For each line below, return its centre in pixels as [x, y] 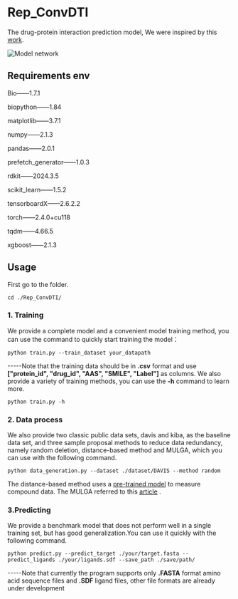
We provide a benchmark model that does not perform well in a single [109, 526]
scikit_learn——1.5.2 [37, 189]
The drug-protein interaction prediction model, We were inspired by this [112, 32]
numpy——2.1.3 [30, 134]
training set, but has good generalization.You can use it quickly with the [112, 533]
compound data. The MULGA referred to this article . [84, 491]
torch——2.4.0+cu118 [39, 217]
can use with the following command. [62, 458]
